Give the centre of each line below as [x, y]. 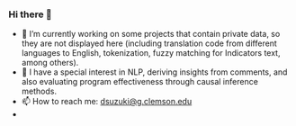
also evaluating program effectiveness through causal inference [139, 82]
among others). [50, 63]
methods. [39, 91]
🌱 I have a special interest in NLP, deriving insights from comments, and [154, 72]
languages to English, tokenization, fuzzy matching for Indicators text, [151, 53]
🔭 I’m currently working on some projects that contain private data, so [151, 34]
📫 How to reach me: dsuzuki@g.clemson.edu [107, 102]
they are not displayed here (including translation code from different [149, 43]
